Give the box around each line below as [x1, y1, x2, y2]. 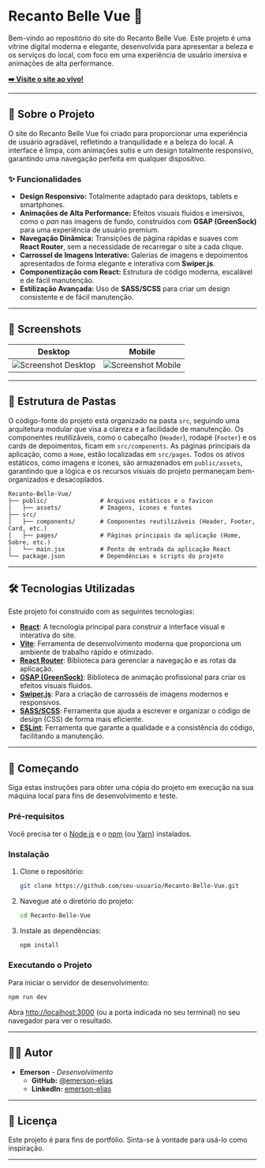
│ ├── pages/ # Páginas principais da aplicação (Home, [8, 531, 242, 539]
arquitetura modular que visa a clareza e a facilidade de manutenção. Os [8, 424, 244, 433]
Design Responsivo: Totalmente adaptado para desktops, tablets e [19, 191, 238, 201]
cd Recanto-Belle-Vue [19, 911, 91, 920]
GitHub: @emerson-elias [31, 1075, 113, 1085]
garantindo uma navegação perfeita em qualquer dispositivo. [8, 153, 207, 163]
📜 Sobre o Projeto [8, 108, 95, 121]
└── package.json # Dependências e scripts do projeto [8, 552, 224, 560]
